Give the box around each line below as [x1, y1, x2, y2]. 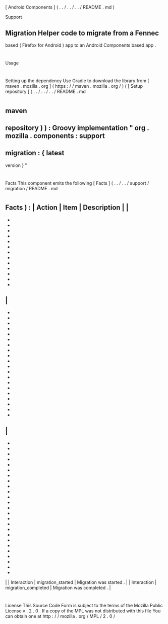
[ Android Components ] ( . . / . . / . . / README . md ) [5, 4, 115, 10]
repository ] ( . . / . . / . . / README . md [5, 88, 86, 95]
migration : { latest [5, 149, 65, 157]
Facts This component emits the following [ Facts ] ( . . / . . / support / [5, 180, 149, 186]
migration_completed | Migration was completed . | [5, 585, 111, 591]
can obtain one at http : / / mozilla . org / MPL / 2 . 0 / [5, 613, 116, 619]
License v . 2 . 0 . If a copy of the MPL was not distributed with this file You [5, 608, 161, 614]
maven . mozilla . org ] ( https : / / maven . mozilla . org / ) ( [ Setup [5, 83, 143, 89]
